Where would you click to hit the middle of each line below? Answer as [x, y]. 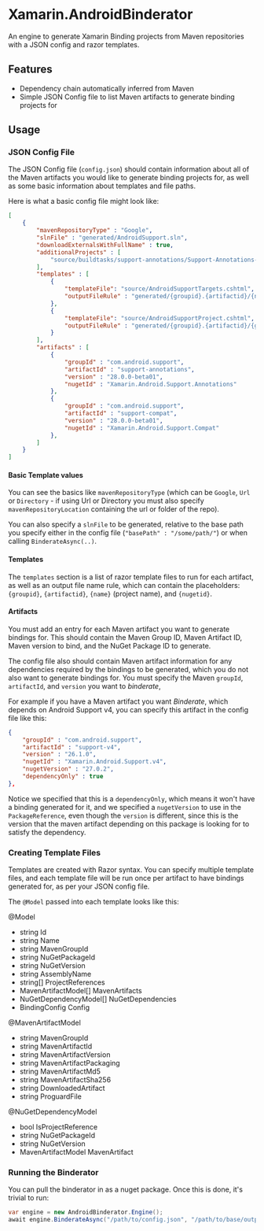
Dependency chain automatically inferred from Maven [107, 88]
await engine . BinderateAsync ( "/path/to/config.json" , [98, 1220]
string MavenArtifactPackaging [70, 1063]
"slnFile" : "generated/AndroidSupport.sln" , [112, 238]
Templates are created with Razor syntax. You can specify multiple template [131, 870]
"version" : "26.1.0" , [59, 754]
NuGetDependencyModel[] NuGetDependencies [98, 999]
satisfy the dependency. [47, 832]
